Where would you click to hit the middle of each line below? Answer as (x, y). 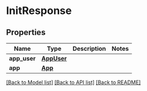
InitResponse (39, 11)
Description (89, 49)
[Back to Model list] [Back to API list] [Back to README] (73, 82)
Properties (26, 32)
